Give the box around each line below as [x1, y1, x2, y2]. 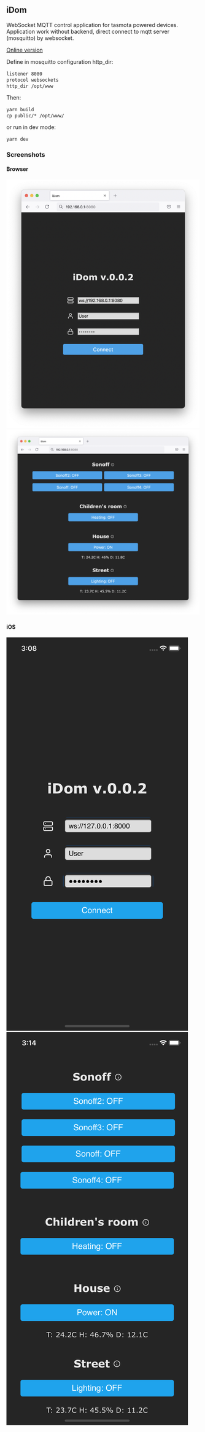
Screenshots [6, 150, 45, 159]
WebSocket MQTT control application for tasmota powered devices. [6, 21, 179, 28]
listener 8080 [6, 71, 43, 77]
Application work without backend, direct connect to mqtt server [6, 28, 170, 35]
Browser [6, 165, 29, 173]
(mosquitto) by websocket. [6, 34, 74, 42]
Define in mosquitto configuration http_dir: [6, 58, 114, 65]
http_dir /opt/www [6, 83, 53, 89]
